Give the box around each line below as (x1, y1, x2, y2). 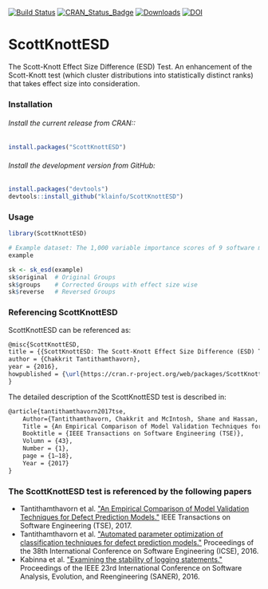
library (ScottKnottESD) (8, 230, 88, 238)
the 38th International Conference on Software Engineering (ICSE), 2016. (19, 547, 259, 556)
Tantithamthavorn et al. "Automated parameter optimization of (19, 529, 223, 539)
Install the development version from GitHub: (8, 160, 156, 170)
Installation (8, 98, 53, 109)
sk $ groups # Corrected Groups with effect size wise (8, 280, 198, 289)
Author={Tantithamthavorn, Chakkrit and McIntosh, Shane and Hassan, (22, 415, 259, 423)
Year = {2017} (22, 459, 69, 467)
